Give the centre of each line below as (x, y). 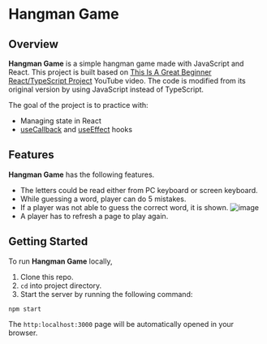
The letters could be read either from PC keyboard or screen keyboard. (139, 190)
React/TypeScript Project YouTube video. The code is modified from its (127, 81)
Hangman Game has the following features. (82, 174)
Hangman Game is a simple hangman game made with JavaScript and (126, 63)
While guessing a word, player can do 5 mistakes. (103, 199)
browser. (23, 333)
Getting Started (48, 241)
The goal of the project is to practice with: (78, 105)
